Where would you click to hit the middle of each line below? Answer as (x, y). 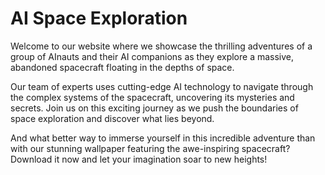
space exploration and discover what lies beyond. (112, 118)
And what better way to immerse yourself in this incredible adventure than (163, 138)
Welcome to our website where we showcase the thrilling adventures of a (161, 46)
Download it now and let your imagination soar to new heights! (139, 159)
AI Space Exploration (99, 18)
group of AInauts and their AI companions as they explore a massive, (152, 56)
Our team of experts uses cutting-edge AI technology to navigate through (162, 86)
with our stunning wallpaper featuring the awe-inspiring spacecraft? (150, 148)
